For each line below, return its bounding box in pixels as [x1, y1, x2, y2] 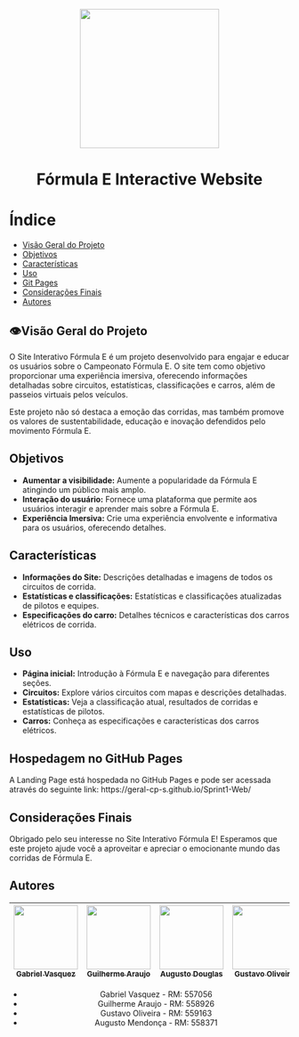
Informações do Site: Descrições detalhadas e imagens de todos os [21, 571, 273, 583]
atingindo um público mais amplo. [21, 484, 147, 494]
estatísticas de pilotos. [21, 706, 105, 717]
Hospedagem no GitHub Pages [9, 751, 183, 766]
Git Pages [21, 277, 59, 289]
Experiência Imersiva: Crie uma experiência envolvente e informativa [21, 512, 278, 523]
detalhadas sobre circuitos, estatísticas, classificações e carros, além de [9, 380, 276, 390]
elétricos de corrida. [21, 619, 97, 630]
